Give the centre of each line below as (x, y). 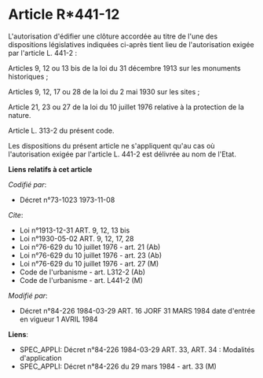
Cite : (16, 215)
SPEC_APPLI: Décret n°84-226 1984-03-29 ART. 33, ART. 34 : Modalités (137, 349)
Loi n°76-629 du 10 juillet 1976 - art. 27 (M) (89, 263)
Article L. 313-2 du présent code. (61, 130)
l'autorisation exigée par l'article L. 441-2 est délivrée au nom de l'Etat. (122, 154)
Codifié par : (27, 184)
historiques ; (28, 76)
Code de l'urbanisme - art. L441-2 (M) (81, 280)
